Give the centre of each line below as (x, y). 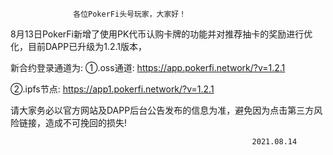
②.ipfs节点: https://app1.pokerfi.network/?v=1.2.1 (112, 89)
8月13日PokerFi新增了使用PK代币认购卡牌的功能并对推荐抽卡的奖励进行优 (161, 34)
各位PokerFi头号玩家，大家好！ (130, 14)
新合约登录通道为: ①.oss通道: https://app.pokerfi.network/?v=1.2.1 (148, 67)
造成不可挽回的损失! (86, 122)
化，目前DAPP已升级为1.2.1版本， (78, 46)
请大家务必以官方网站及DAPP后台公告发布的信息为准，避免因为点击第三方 (162, 110)
